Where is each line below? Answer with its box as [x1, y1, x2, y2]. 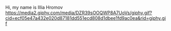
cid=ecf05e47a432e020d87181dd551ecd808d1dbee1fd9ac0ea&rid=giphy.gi [5, 15, 166, 21]
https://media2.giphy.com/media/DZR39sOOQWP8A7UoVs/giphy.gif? [5, 10, 153, 16]
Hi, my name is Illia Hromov [5, 5, 63, 10]
